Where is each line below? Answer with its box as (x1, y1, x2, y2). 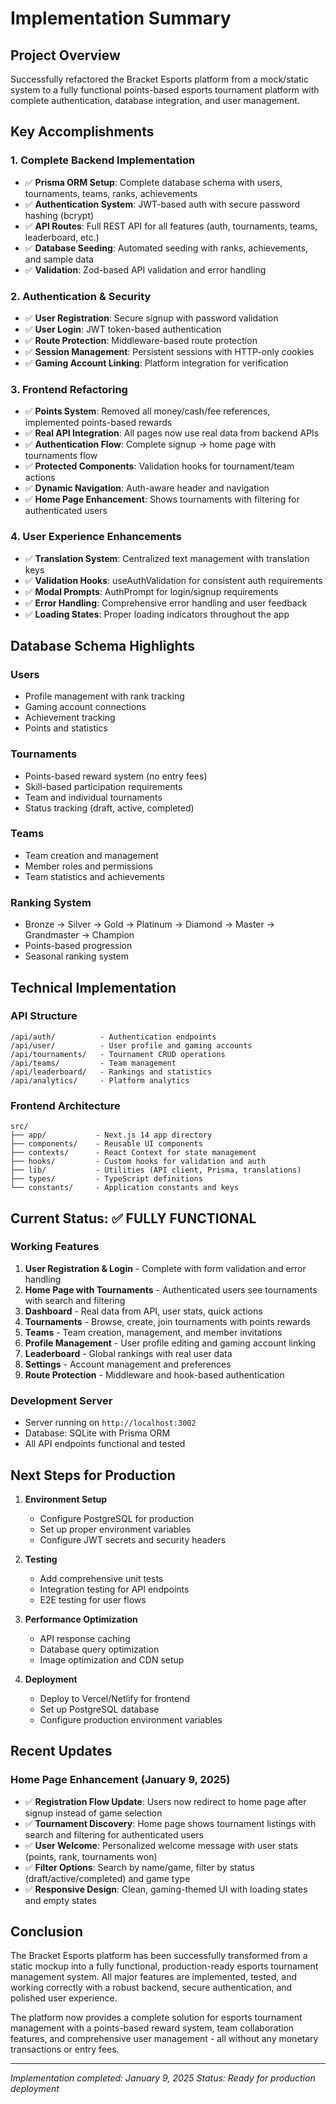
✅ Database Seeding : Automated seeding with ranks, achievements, (24, 242, 309, 254)
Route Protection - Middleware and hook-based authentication (24, 1368, 285, 1381)
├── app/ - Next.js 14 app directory (10, 1130, 213, 1141)
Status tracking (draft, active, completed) (24, 802, 195, 814)
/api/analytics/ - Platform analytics (10, 1075, 190, 1086)
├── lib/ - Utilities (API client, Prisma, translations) (10, 1165, 302, 1176)
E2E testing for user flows (39, 1593, 147, 1606)
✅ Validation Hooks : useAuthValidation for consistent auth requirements (24, 574, 323, 586)
